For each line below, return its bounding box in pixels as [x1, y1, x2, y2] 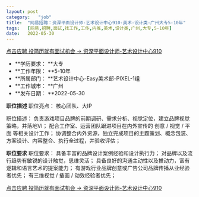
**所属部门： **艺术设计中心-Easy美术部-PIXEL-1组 [14, 75, 140, 82]
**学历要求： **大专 [14, 60, 64, 67]
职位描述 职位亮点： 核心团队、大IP [6, 102, 92, 109]
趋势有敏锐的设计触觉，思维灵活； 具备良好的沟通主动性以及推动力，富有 [11, 157, 190, 164]
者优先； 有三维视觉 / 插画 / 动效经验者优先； [6, 172, 116, 179]
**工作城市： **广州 [14, 82, 64, 89]
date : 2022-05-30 [6, 31, 55, 37]
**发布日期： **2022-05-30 [14, 90, 85, 97]
